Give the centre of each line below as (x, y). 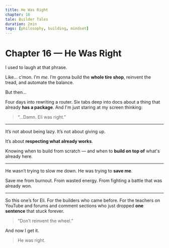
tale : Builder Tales (27, 19)
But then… (16, 92)
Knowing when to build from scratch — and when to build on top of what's (82, 151)
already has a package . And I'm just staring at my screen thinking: (74, 107)
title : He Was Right (27, 10)
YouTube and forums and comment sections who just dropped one (74, 206)
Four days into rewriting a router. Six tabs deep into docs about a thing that (83, 102)
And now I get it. (22, 231)
